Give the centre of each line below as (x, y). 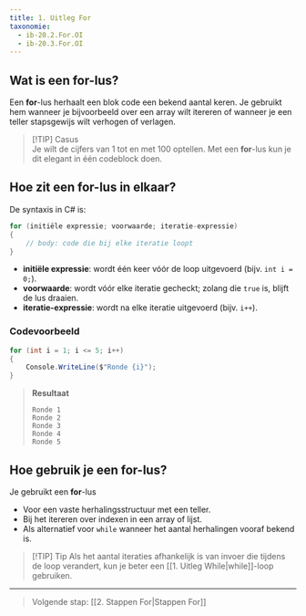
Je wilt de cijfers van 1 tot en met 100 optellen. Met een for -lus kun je (161, 149)
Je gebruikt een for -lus (53, 491)
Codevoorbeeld (45, 331)
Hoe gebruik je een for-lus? (88, 470)
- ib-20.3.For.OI (51, 43)
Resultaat (51, 393)
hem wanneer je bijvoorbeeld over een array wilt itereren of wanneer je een (151, 112)
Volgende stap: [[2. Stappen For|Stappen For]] (119, 601)
